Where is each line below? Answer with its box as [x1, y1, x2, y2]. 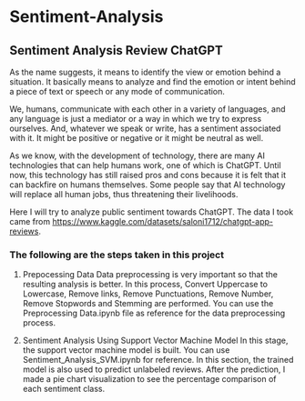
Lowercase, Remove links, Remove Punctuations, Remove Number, [22, 288, 274, 299]
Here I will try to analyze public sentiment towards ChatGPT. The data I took [9, 206, 294, 217]
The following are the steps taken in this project [9, 248, 225, 261]
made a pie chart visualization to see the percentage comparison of [22, 374, 277, 385]
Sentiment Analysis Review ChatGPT [9, 43, 223, 58]
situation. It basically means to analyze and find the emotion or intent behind [9, 76, 296, 87]
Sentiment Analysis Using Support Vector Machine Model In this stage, [22, 335, 289, 346]
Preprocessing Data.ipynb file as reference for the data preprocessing [22, 307, 286, 319]
